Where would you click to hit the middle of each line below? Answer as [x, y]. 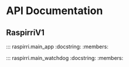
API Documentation [55, 11]
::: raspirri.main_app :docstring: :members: [57, 46]
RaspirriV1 [26, 33]
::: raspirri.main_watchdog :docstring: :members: [65, 58]
